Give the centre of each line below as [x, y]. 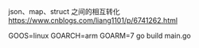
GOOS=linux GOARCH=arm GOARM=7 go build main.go [99, 35]
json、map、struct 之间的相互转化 [64, 11]
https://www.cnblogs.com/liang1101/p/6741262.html [93, 20]
